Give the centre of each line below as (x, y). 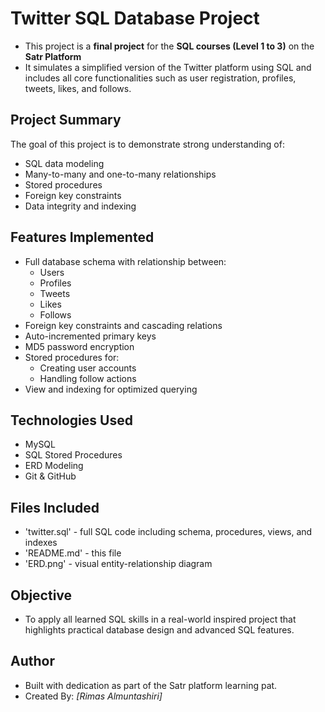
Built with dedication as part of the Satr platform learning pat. (151, 685)
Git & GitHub (50, 476)
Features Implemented (82, 237)
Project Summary (66, 120)
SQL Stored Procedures (73, 455)
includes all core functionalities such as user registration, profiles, (160, 78)
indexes (41, 543)
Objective (41, 595)
